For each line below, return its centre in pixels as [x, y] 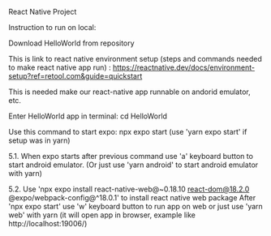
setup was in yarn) [39, 140]
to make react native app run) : [60, 67]
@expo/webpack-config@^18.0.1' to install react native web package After [132, 197]
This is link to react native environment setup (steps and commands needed [135, 59]
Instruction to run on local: [52, 27]
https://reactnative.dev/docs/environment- [184, 67]
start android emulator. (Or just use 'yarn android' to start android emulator [133, 165]
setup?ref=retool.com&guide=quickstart [75, 76]
